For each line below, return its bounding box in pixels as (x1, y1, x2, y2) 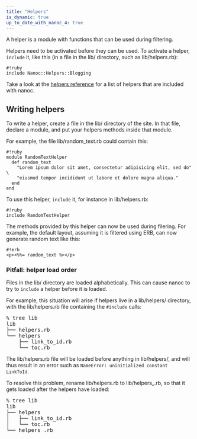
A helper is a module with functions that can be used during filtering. (6, 36, 173, 43)
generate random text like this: (6, 235, 81, 243)
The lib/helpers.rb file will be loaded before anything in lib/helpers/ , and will (6, 355, 190, 363)
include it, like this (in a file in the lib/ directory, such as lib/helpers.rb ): (6, 54, 178, 61)
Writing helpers (6, 104, 65, 114)
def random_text (11, 159, 51, 166)
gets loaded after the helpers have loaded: (6, 386, 109, 393)
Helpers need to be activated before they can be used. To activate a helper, (6, 47, 190, 55)
